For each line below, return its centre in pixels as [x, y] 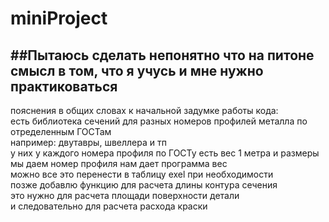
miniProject [59, 18]
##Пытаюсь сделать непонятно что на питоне [162, 55]
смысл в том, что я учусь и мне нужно [137, 70]
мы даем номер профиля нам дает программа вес [119, 163]
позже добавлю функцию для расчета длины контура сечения [144, 185]
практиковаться [64, 86]
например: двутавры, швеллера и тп [88, 142]
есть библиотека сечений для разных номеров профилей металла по [159, 121]
